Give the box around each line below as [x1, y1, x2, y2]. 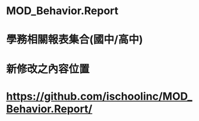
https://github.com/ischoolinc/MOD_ [6, 90, 193, 103]
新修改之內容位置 [6, 62, 90, 76]
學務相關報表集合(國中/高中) [6, 33, 143, 47]
